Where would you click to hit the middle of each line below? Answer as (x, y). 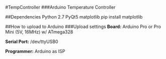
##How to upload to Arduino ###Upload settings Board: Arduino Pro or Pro (83, 26)
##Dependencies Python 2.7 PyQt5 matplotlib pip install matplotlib (74, 17)
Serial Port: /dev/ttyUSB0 (32, 41)
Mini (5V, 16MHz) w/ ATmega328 (39, 32)
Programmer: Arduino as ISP (35, 51)
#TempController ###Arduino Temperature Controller (60, 7)
